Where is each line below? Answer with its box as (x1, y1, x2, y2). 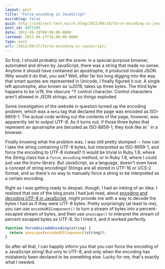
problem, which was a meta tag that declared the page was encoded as (5, 108, 149, 114)
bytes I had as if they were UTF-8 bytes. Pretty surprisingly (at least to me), (5, 200, 158, 206)
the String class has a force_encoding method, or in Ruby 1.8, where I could (5, 154, 157, 160)
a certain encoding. (5, 175, 45, 181)
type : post (5, 39, 27, 44)
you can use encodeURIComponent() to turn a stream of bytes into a (5, 206, 138, 212)
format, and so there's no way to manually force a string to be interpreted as (5, 170, 160, 176)
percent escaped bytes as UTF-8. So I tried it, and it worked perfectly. (5, 216, 147, 222)
